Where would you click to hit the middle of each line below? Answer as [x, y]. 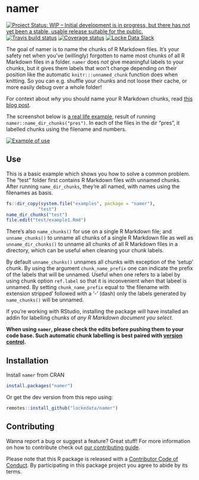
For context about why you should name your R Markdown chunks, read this [99, 98]
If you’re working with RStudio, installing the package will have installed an [97, 312]
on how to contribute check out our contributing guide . [73, 447]
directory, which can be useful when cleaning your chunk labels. [85, 250]
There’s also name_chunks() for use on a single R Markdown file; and [89, 231]
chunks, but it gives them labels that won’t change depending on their [91, 68]
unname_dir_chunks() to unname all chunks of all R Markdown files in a [92, 244]
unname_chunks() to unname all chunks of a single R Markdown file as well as [100, 238]
